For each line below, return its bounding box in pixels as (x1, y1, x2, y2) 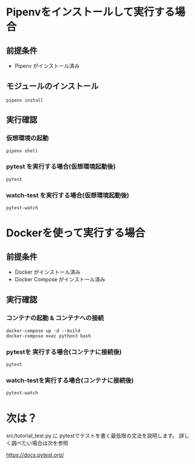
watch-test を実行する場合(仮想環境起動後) (6, 191, 129, 199)
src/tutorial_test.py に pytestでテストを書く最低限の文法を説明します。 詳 (6, 432, 184, 439)
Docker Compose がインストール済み (14, 276, 106, 283)
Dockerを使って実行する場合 (6, 226, 146, 240)
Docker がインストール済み (14, 268, 81, 275)
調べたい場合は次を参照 (11, 440, 69, 447)
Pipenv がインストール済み (14, 63, 80, 69)
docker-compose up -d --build (6, 327, 81, 334)
